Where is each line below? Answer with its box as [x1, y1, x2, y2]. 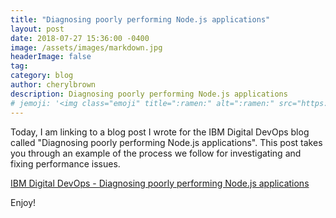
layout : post [10, 24, 65, 34]
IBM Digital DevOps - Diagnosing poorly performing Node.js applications [10, 177, 310, 189]
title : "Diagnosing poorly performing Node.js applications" [10, 14, 271, 25]
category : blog [10, 71, 74, 81]
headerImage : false [10, 52, 92, 62]
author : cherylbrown [10, 80, 97, 90]
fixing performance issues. [10, 157, 121, 170]
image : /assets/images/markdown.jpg [10, 42, 163, 53]
